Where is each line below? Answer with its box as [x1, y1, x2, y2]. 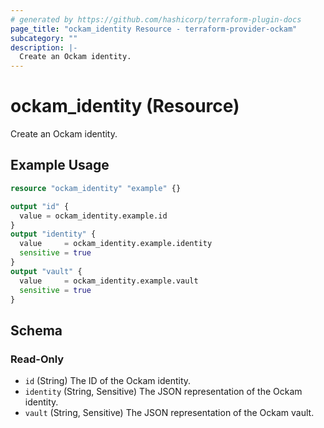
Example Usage [10, 157, 110, 174]
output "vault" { [10, 266, 83, 276]
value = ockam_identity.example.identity [19, 239, 213, 249]
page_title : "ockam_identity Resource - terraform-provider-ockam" [10, 24, 298, 34]
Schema [10, 322, 63, 339]
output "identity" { [10, 229, 97, 240]
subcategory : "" [10, 33, 78, 43]
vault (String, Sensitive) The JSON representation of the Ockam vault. [24, 407, 315, 419]
